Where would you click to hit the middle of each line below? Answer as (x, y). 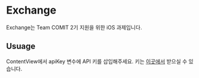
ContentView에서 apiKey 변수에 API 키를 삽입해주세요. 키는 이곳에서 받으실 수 (97, 61)
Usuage (21, 46)
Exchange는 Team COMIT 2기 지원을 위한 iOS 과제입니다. (74, 27)
